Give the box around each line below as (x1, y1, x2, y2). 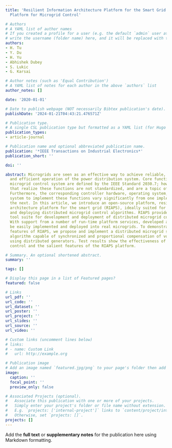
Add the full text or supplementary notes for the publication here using (5, 431, 157, 438)
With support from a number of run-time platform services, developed (10, 220, 164, 225)
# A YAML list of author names (5, 26, 72, 31)
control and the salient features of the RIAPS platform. (10, 243, 137, 248)
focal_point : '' (10, 379, 45, 385)
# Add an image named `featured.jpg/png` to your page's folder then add (5, 366, 166, 371)
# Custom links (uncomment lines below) (5, 337, 93, 342)
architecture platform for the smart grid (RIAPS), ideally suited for (10, 205, 166, 210)
